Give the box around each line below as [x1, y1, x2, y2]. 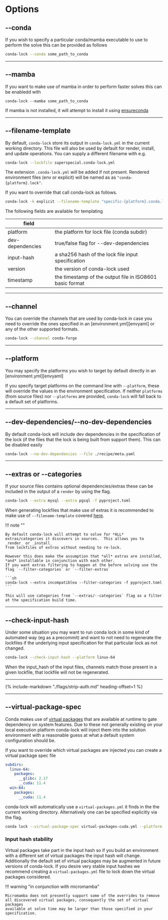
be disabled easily [5, 441, 42, 447]
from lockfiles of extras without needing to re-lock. [5, 545, 122, 550]
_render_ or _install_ [5, 541, 52, 546]
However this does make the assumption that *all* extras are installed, [5, 554, 162, 559]
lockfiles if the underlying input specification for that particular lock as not [5, 640, 157, 646]
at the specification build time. [5, 598, 77, 603]
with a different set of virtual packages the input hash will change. [5, 852, 141, 858]
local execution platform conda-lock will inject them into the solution [5, 727, 146, 733]
